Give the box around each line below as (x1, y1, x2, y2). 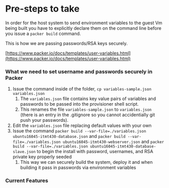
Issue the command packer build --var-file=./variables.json (12, 128, 146, 134)
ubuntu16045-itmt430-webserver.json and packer (62, 138, 164, 145)
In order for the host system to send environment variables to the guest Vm (5, 20, 162, 26)
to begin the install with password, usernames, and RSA (37, 149, 153, 155)
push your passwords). (20, 117, 69, 123)
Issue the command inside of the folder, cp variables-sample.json (12, 86, 152, 92)
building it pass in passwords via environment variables (20, 165, 136, 171)
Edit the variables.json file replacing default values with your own (12, 122, 152, 129)
